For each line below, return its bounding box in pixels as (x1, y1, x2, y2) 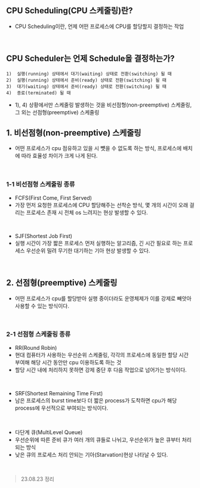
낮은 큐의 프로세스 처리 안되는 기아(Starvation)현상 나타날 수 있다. (14, 451, 168, 458)
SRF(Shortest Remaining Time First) (14, 389, 103, 396)
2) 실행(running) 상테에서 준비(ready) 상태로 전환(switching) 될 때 (6, 77, 167, 83)
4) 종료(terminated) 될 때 (6, 90, 71, 96)
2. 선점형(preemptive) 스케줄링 (6, 277, 118, 288)
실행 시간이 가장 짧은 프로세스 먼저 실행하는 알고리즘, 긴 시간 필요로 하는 (14, 239, 182, 246)
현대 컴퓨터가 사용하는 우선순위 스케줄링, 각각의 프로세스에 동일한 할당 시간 (14, 351, 189, 358)
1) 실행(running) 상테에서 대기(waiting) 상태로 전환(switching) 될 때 (6, 71, 172, 77)
